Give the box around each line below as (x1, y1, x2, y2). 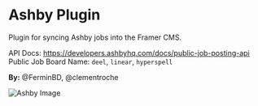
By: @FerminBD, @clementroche (8, 72, 119, 82)
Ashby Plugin (8, 6, 101, 24)
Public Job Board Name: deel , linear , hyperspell (8, 57, 173, 66)
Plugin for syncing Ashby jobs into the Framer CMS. (8, 32, 181, 42)
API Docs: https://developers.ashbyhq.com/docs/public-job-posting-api (8, 48, 250, 57)
